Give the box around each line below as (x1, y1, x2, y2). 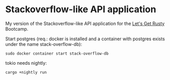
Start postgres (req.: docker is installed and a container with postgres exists (5, 36, 165, 42)
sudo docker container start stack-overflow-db (5, 51, 109, 56)
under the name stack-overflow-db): (5, 41, 82, 47)
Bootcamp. (5, 25, 29, 32)
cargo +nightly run (5, 70, 47, 75)
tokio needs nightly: (5, 60, 47, 66)
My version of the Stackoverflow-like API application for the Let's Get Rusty (5, 20, 165, 26)
